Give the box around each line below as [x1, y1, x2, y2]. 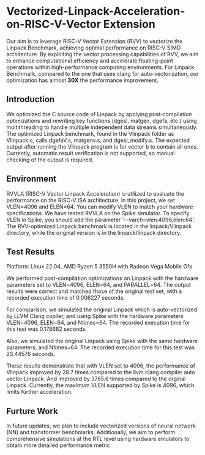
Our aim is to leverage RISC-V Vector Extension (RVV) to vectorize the [6, 37, 183, 45]
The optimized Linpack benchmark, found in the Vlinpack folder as [6, 130, 174, 137]
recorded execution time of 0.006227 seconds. [6, 294, 125, 301]
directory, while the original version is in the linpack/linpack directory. [6, 229, 182, 236]
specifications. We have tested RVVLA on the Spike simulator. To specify [6, 209, 190, 216]
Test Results [6, 246, 55, 257]
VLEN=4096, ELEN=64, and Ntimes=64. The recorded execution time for [6, 319, 191, 327]
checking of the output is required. [6, 156, 94, 163]
